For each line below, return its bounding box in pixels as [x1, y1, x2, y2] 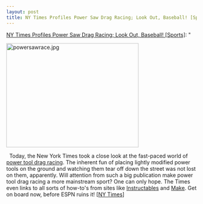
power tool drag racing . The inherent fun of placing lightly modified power [6, 158, 190, 166]
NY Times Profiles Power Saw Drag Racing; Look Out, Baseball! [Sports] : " [6, 31, 192, 38]
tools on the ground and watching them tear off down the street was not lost [6, 165, 196, 172]
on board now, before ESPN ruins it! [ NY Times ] [6, 191, 125, 198]
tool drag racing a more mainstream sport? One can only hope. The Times [6, 177, 190, 185]
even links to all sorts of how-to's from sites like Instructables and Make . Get [6, 184, 197, 191]
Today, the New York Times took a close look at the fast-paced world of [8, 152, 188, 159]
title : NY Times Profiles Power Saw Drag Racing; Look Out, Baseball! [6, 14, 188, 21]
